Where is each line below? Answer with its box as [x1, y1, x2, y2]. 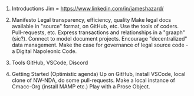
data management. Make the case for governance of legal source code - [11, 41, 189, 48]
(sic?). [11, 35, 27, 42]
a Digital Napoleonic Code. [11, 48, 77, 55]
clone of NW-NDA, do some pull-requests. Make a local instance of [11, 77, 176, 84]
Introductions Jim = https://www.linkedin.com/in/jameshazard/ [11, 5, 164, 12]
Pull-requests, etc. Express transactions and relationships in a [11, 29, 162, 36]
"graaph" [163, 29, 186, 36]
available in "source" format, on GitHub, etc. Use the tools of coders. [11, 23, 179, 29]
